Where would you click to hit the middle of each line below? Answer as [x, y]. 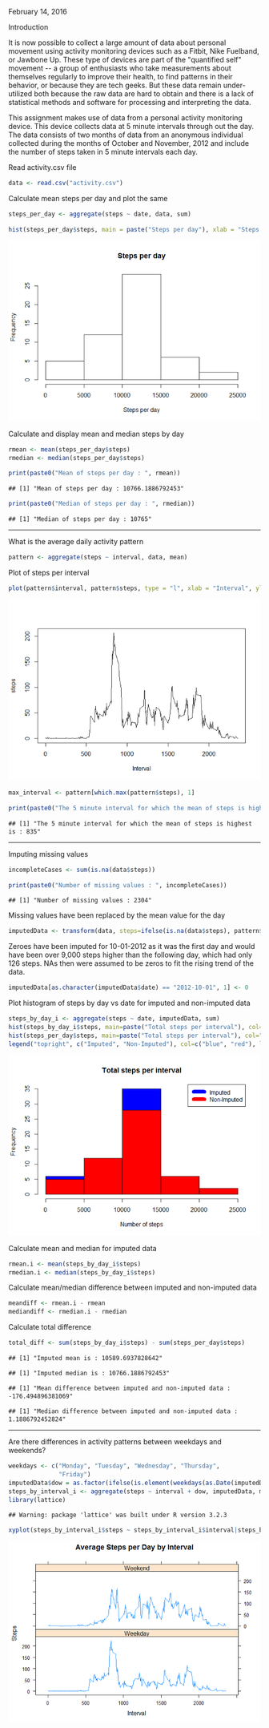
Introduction [28, 27]
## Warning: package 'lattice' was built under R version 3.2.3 [118, 1515]
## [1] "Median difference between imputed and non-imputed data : [123, 1411]
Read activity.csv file [43, 167]
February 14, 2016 [38, 12]
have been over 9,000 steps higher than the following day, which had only [130, 955]
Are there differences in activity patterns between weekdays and [115, 1441]
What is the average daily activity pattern [76, 542]
